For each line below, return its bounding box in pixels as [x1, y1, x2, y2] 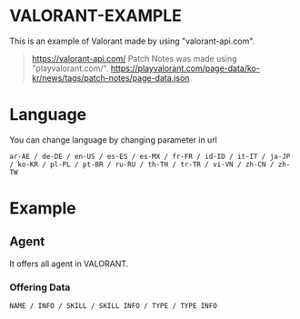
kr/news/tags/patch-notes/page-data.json [31, 72, 190, 83]
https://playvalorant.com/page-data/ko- [110, 63, 261, 74]
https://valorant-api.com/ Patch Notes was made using [31, 53, 238, 64]
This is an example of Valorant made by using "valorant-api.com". [9, 35, 255, 46]
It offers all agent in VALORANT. [9, 258, 129, 269]
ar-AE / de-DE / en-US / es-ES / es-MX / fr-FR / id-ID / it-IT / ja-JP [9, 152, 291, 161]
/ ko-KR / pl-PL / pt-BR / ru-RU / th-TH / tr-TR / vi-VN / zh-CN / [9, 160, 275, 169]
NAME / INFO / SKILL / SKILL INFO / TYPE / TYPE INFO [9, 302, 218, 311]
